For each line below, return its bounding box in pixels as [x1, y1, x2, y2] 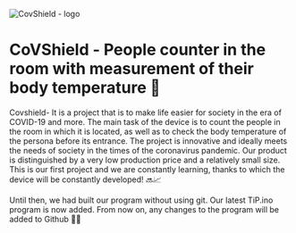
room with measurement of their [9, 59, 255, 79]
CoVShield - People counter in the [9, 40, 266, 60]
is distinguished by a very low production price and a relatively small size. [9, 154, 281, 165]
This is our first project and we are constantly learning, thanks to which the [9, 163, 285, 174]
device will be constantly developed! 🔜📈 [9, 174, 163, 185]
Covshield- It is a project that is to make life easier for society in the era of [9, 107, 282, 118]
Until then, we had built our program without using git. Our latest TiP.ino [9, 195, 274, 205]
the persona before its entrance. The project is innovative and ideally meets [9, 135, 288, 146]
